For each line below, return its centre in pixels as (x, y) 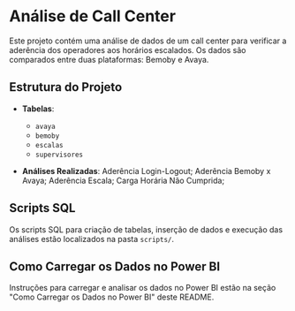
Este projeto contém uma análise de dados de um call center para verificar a (148, 41)
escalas (49, 145)
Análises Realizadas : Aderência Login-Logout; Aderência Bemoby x (146, 171)
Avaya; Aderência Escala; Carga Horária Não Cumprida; (123, 180)
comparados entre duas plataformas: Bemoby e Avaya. (109, 59)
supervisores (59, 155)
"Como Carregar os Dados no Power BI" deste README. (112, 297)
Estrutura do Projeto (66, 87)
